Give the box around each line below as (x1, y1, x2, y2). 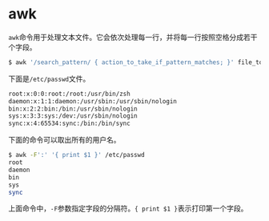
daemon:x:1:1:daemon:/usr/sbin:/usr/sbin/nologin (8, 97, 178, 105)
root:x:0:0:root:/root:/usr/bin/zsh (8, 90, 130, 98)
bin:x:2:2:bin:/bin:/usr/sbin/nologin (8, 105, 138, 113)
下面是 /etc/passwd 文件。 (8, 74, 90, 83)
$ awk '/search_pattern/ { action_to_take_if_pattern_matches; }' (8, 58, 235, 66)
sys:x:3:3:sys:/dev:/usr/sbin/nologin (8, 112, 138, 120)
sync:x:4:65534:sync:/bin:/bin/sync (8, 119, 130, 128)
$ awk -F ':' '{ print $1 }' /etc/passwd (8, 151, 146, 159)
